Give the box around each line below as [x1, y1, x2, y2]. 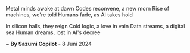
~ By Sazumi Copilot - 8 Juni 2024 [5, 41, 92, 47]
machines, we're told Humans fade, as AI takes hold [5, 11, 133, 18]
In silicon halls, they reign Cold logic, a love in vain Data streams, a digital [5, 23, 185, 29]
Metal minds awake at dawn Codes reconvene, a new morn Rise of [5, 5, 170, 12]
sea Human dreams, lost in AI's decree [5, 29, 101, 36]
